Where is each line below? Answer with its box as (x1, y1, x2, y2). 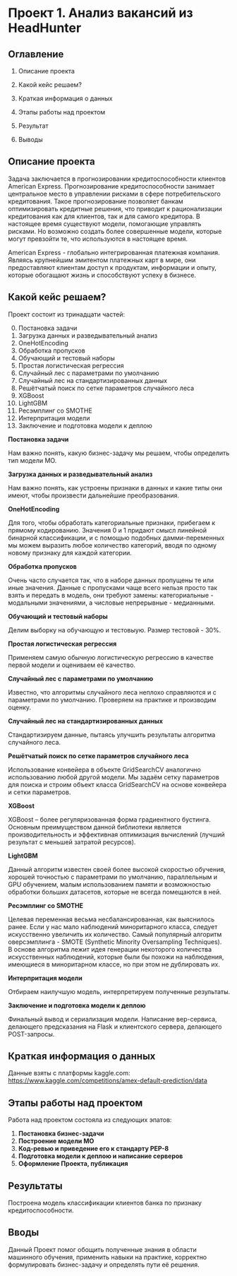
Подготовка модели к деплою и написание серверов (18, 1152, 183, 1160)
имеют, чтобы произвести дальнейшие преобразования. (8, 491, 179, 500)
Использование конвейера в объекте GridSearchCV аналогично (8, 765, 202, 774)
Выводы (18, 136, 43, 143)
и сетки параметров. (8, 788, 71, 796)
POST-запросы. (8, 1029, 55, 1038)
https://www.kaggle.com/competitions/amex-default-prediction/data (8, 1076, 207, 1085)
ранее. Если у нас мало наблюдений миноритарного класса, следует (8, 922, 218, 931)
